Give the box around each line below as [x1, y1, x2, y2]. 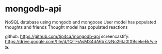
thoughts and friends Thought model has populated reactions [5, 24, 128, 30]
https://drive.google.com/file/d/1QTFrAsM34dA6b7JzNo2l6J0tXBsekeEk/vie [5, 38, 157, 44]
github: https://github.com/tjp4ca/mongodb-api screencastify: [5, 33, 130, 39]
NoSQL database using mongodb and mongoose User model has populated [5, 19, 157, 25]
